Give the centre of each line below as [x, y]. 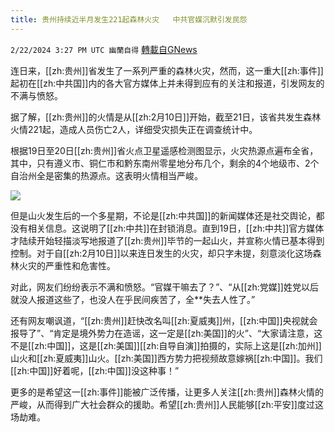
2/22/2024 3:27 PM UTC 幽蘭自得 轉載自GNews [104, 49]
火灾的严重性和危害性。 [67, 265]
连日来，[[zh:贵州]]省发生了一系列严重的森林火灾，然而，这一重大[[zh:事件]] [167, 70]
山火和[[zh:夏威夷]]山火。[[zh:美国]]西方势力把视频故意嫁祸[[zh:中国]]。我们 [166, 358]
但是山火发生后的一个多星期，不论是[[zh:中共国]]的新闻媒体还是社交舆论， [163, 215]
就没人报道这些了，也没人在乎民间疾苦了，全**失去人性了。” [133, 299]
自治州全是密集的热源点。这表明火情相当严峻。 [106, 175]
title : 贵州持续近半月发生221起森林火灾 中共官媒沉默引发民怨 [129, 19]
